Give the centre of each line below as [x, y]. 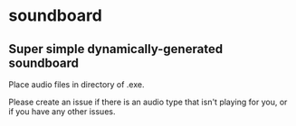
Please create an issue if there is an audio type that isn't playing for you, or [148, 102]
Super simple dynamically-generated [116, 49]
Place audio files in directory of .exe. [76, 85]
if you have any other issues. [62, 112]
